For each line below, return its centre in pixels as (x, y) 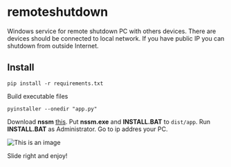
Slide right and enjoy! (37, 155)
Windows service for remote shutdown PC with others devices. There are (112, 31)
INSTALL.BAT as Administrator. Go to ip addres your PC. (87, 129)
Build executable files (38, 96)
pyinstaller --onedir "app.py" (52, 109)
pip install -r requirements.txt (55, 83)
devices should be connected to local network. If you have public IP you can (116, 38)
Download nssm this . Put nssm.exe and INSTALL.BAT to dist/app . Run (109, 121)
